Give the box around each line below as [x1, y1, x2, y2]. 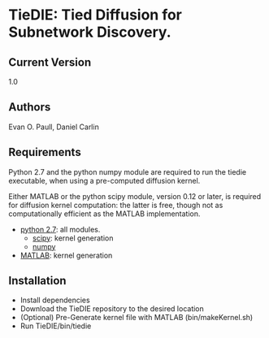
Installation [8, 274, 67, 288]
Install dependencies [20, 295, 91, 305]
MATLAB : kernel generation [20, 250, 113, 260]
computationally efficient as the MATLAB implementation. [8, 209, 201, 219]
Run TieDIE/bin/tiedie [20, 321, 92, 331]
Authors [8, 100, 51, 115]
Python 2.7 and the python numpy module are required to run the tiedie [8, 167, 246, 176]
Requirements [8, 145, 81, 159]
